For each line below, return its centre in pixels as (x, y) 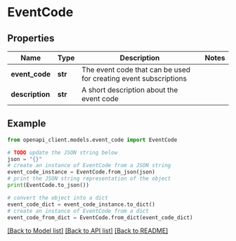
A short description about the (130, 90)
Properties (31, 38)
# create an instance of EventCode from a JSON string (89, 166)
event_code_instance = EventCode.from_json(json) (81, 172)
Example (27, 124)
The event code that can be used (136, 70)
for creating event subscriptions (135, 78)
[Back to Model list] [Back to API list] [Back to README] (88, 231)
